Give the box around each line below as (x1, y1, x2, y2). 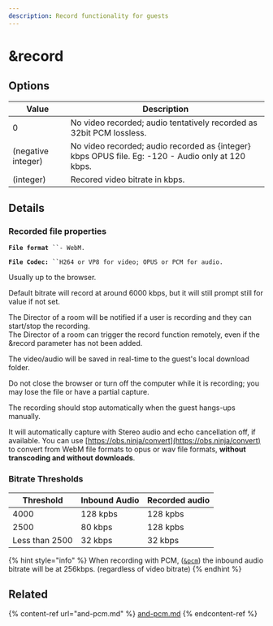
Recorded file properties (8, 225, 107, 236)
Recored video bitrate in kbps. (70, 174, 185, 185)
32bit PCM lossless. (70, 127, 147, 138)
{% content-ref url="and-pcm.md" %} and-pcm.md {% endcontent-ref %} (8, 609, 258, 619)
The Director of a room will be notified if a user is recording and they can (8, 313, 252, 322)
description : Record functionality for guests (8, 11, 169, 20)
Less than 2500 (12, 534, 73, 546)
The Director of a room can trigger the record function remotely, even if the (8, 330, 260, 339)
